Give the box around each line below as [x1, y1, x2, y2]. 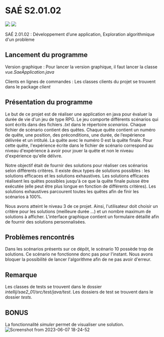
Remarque [5, 271, 38, 279]
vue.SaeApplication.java [5, 69, 55, 75]
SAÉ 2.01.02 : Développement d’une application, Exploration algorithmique [5, 31, 155, 37]
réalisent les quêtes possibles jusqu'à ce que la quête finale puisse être [5, 178, 149, 184]
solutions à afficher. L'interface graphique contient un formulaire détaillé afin [5, 214, 159, 220]
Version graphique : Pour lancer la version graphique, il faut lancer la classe [5, 64, 158, 70]
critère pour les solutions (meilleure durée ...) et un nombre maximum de [5, 208, 151, 214]
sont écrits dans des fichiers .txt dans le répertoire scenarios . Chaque [5, 121, 146, 127]
